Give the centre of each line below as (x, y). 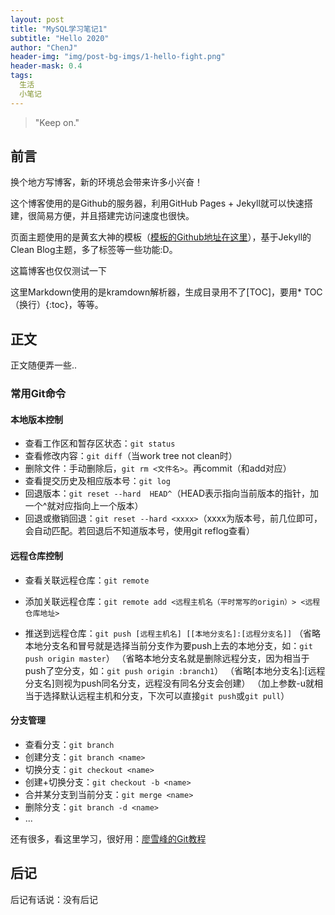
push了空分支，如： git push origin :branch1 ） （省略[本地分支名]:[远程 (175, 670)
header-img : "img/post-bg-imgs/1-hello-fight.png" (118, 57)
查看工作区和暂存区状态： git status (100, 443)
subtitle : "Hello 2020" (60, 38)
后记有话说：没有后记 (54, 899)
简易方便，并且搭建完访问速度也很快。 (115, 216)
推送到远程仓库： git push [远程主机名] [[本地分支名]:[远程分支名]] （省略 (173, 633)
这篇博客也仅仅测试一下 (58, 271)
